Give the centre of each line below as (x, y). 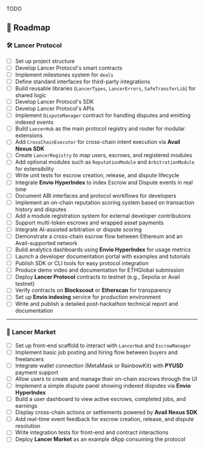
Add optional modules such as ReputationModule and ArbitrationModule (105, 162)
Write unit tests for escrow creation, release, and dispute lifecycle (97, 175)
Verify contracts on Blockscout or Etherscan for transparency (93, 290)
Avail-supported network (46, 243)
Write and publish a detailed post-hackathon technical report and (97, 304)
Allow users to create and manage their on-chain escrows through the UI (106, 379)
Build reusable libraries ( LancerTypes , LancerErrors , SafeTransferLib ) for (105, 88)
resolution (28, 426)
